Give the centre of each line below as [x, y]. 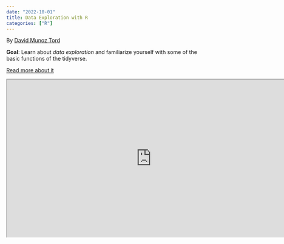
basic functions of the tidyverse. [47, 59]
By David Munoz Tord [33, 41]
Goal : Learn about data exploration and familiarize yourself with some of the [102, 52]
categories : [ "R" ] [29, 23]
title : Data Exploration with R [47, 18]
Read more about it [30, 70]
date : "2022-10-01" [31, 12]
